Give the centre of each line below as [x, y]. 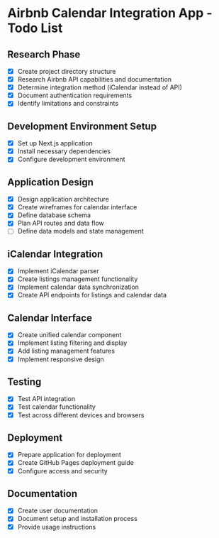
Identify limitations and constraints [68, 104]
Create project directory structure [67, 71]
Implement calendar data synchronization [78, 287]
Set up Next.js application [55, 143]
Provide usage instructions [57, 527]
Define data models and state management [80, 231]
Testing [24, 381]
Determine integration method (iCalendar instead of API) [100, 87]
